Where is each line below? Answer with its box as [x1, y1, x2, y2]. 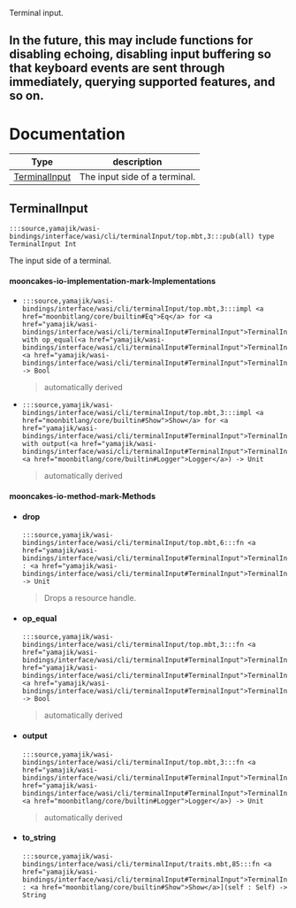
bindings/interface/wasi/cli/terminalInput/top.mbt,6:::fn [21, 539, 245, 548]
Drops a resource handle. [43, 593, 137, 604]
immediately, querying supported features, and [9, 74, 276, 89]
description [112, 156, 163, 168]
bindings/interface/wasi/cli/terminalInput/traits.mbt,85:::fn [21, 859, 261, 868]
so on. [9, 88, 44, 104]
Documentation [9, 124, 126, 144]
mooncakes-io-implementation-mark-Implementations [9, 275, 216, 286]
